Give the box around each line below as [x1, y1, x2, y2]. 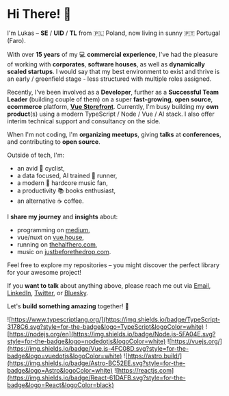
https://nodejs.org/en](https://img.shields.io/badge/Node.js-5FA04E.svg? [9, 330, 216, 338]
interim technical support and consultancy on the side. [7, 116, 161, 125]
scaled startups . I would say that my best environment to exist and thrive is [7, 67, 220, 75]
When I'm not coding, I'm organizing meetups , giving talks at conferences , [7, 130, 221, 138]
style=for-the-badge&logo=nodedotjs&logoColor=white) [7, 337, 166, 345]
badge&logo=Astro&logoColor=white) [7, 366, 113, 374]
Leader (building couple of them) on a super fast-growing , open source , [7, 95, 213, 103]
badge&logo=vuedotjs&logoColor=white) [7, 351, 122, 360]
